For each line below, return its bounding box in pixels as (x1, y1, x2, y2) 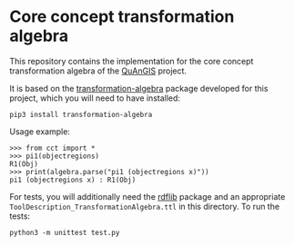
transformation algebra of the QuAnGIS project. (9, 65, 188, 76)
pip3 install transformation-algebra (9, 110, 153, 119)
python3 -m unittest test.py (9, 228, 120, 237)
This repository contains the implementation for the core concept (9, 55, 254, 66)
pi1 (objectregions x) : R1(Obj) (9, 175, 137, 184)
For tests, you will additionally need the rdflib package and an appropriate (9, 191, 286, 202)
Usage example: (9, 125, 71, 137)
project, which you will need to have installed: (9, 93, 180, 103)
